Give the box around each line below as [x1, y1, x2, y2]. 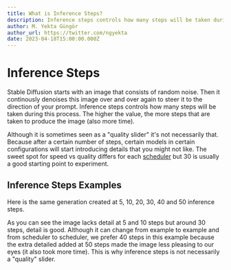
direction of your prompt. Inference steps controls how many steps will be [7, 102, 217, 111]
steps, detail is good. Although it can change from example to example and [7, 225, 219, 234]
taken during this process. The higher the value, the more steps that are [7, 110, 210, 118]
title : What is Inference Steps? [7, 10, 103, 17]
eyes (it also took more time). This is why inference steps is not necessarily [7, 247, 220, 256]
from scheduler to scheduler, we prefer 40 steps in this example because [7, 233, 214, 241]
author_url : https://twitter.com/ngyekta [7, 29, 128, 36]
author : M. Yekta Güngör [7, 23, 78, 30]
